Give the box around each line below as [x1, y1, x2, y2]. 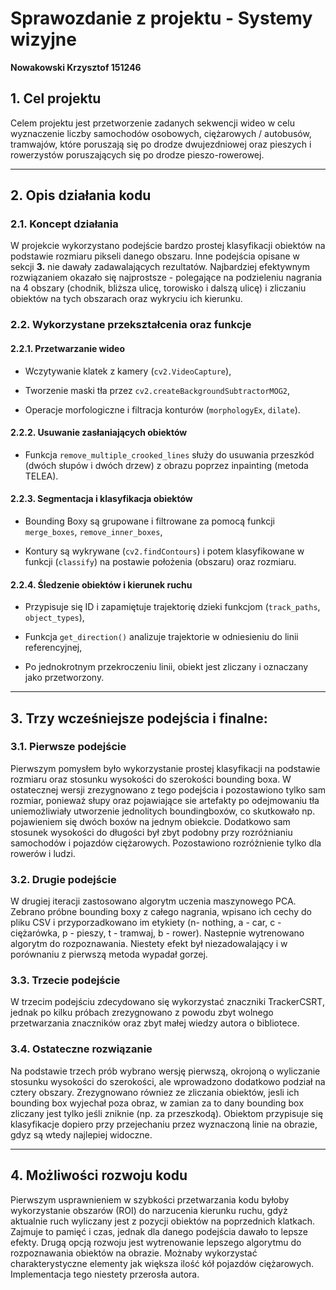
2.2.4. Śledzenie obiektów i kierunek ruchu [10, 578, 193, 591]
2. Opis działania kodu [10, 187, 152, 204]
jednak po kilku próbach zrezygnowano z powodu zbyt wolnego [10, 1007, 274, 1019]
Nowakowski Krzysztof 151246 [10, 61, 142, 73]
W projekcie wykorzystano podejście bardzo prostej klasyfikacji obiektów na [10, 240, 326, 252]
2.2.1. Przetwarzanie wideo [10, 342, 126, 354]
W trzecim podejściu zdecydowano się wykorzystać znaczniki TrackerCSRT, [10, 996, 325, 1008]
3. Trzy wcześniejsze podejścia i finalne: [10, 710, 268, 727]
